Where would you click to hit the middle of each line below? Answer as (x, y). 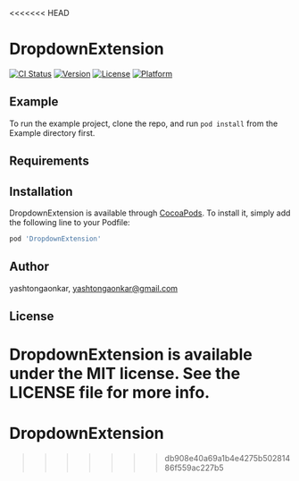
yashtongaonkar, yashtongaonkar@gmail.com (94, 288)
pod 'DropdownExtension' (55, 239)
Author (29, 267)
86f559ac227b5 (195, 468)
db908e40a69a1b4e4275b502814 (228, 459)
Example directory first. (52, 132)
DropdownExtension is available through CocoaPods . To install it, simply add (150, 213)
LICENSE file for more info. (110, 393)
